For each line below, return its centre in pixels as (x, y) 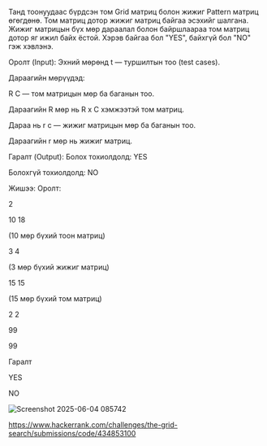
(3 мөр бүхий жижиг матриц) (59, 267)
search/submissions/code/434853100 (72, 433)
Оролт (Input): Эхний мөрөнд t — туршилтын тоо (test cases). (114, 62)
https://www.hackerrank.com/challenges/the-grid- (93, 425)
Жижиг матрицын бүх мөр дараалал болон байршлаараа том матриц (129, 29)
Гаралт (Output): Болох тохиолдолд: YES (78, 157)
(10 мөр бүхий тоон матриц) (57, 236)
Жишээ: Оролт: (35, 188)
